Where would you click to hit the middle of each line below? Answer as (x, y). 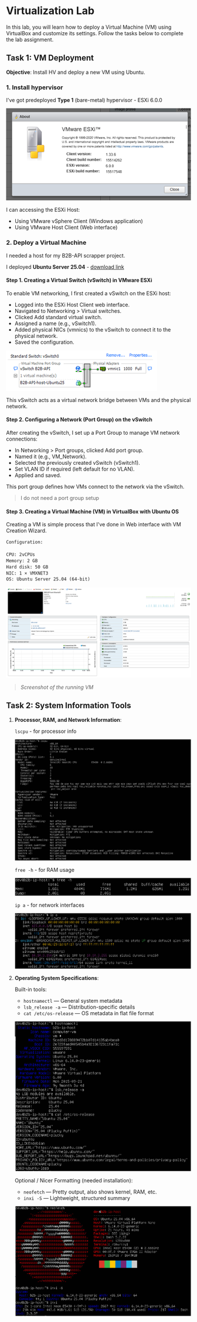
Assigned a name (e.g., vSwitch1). (55, 323)
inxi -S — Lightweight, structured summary (77, 1198)
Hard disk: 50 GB (27, 567)
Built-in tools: (30, 989)
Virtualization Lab (50, 11)
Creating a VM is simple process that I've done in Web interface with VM (94, 525)
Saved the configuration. (44, 342)
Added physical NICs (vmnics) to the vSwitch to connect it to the (93, 329)
